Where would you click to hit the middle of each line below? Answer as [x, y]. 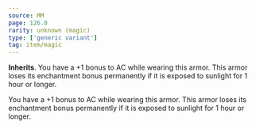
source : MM [26, 15]
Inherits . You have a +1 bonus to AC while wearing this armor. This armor [128, 67]
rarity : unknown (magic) [49, 30]
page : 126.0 [28, 23]
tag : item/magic [35, 45]
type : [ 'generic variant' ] [53, 38]
